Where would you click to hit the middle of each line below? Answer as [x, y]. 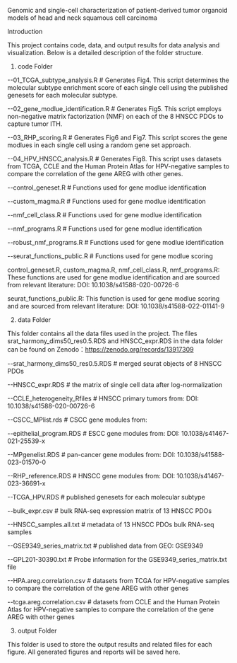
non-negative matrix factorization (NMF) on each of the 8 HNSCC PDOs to [115, 116]
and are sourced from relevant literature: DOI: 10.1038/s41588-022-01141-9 [116, 306]
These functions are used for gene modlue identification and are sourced [114, 277]
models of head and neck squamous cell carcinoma [82, 18]
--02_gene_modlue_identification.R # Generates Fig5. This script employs [115, 109]
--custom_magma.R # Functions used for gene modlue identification [107, 201]
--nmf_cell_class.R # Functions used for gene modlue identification [105, 215]
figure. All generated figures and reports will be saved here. [94, 652]
